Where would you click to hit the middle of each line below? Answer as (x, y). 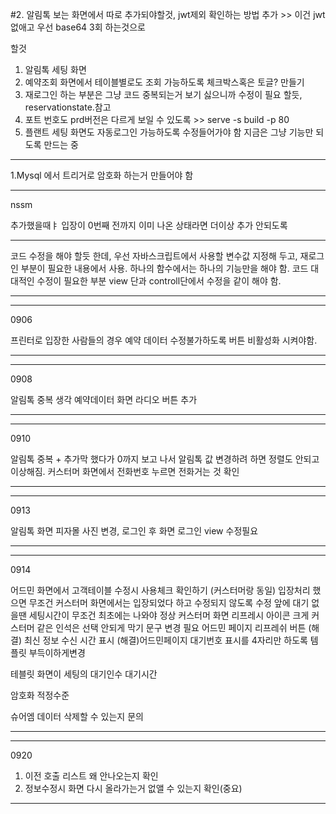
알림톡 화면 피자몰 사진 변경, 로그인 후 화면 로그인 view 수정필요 (134, 531)
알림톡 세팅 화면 (55, 69)
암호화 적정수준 (40, 695)
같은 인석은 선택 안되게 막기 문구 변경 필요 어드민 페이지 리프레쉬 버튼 (171, 627)
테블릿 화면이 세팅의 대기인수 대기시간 (84, 674)
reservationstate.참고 (68, 107)
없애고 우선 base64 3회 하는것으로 (78, 27)
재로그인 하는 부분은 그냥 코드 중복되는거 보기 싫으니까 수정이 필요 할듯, (163, 94)
